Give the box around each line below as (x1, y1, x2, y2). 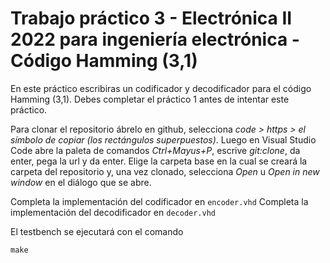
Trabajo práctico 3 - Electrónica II (10, 7, 293, 30)
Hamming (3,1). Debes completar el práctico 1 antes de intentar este (10, 93, 290, 105)
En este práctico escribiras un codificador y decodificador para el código (10, 82, 312, 94)
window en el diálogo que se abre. (10, 176, 152, 188)
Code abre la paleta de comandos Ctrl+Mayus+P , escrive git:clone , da (10, 144, 301, 156)
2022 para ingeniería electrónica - (10, 28, 300, 51)
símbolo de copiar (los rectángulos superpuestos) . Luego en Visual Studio (10, 133, 317, 146)
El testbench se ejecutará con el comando (10, 225, 184, 237)
